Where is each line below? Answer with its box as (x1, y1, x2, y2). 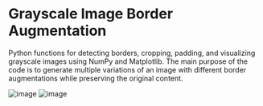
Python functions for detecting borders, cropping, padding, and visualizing (8, 48, 256, 57)
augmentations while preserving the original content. (8, 73, 183, 83)
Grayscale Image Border (8, 5, 174, 23)
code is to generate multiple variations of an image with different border (8, 65, 247, 74)
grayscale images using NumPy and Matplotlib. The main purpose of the (8, 57, 248, 66)
